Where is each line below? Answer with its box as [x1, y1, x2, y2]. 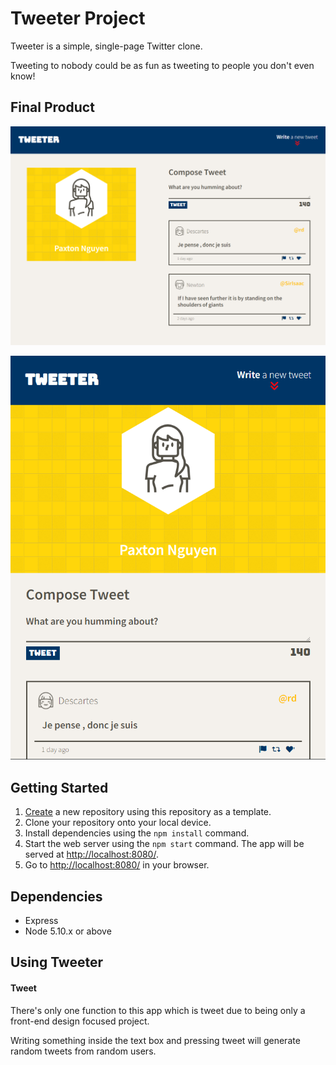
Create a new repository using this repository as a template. [24, 806, 272, 818]
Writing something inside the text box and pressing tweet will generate [10, 1034, 301, 1046]
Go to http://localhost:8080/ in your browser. [24, 859, 210, 871]
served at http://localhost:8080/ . [24, 848, 159, 861]
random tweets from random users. [10, 1045, 157, 1057]
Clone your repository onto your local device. [24, 817, 212, 829]
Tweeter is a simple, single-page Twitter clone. [10, 40, 203, 52]
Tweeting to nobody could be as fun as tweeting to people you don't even [10, 59, 315, 71]
